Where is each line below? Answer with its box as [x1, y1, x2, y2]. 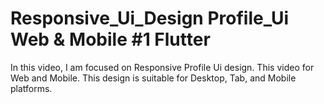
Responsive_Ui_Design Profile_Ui [10, 7, 289, 30]
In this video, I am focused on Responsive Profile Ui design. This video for [10, 61, 315, 73]
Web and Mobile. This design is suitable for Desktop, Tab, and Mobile [10, 72, 297, 84]
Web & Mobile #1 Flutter [10, 28, 211, 51]
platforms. [10, 82, 53, 94]
